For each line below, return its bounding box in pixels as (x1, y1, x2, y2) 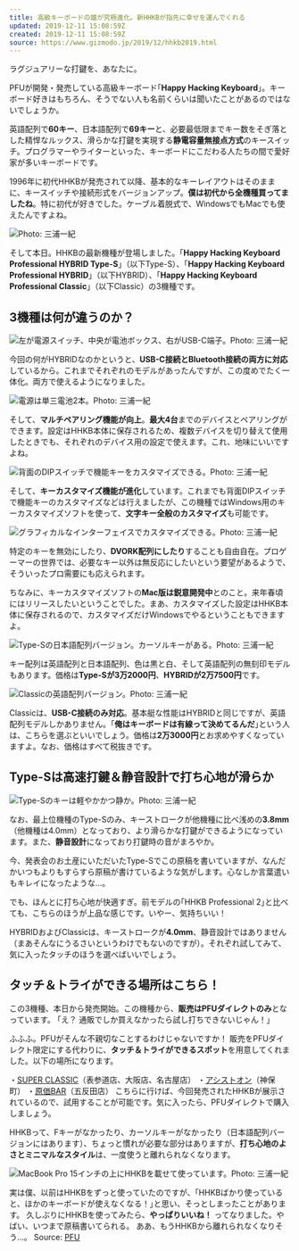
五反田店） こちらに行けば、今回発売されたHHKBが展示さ (73, 1085, 287, 1096)
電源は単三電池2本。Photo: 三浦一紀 (18, 395, 151, 406)
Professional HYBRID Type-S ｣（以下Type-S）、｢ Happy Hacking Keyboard (9, 259, 286, 269)
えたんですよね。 (9, 210, 72, 220)
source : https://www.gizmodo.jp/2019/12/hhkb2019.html (9, 37, 218, 47)
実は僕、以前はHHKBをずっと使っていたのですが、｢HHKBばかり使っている (9, 1187, 284, 1197)
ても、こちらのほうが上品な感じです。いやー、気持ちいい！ (9, 907, 228, 918)
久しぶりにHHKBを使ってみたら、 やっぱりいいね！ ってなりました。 (26, 1209, 277, 1220)
